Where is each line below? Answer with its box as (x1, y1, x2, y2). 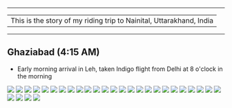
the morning (17, 72, 52, 80)
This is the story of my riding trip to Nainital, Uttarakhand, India (10, 16, 214, 25)
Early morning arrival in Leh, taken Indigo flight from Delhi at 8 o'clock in (17, 65, 223, 73)
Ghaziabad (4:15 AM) (7, 46, 100, 58)
